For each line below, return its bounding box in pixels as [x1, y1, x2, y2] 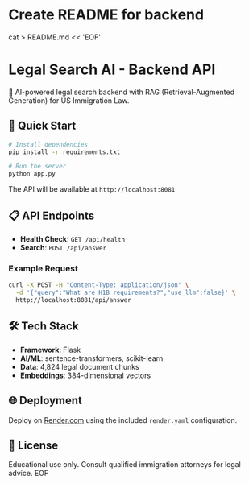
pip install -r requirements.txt [8, 147, 121, 156]
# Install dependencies [8, 140, 89, 148]
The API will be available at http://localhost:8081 [8, 184, 176, 194]
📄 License [8, 438, 59, 452]
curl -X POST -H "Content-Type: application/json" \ [8, 281, 189, 289]
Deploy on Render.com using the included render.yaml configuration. [8, 415, 238, 424]
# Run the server [8, 163, 67, 171]
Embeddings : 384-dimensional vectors [19, 370, 151, 380]
